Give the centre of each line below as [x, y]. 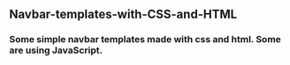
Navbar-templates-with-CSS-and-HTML [123, 14]
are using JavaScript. [56, 50]
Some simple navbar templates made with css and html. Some [145, 40]
